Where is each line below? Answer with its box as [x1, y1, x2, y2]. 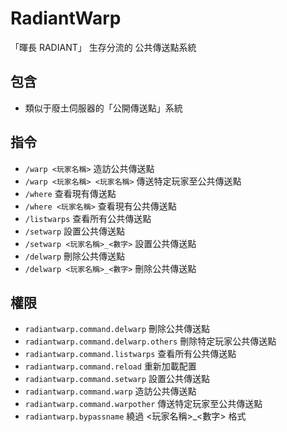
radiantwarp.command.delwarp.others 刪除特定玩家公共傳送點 [24, 335, 277, 347]
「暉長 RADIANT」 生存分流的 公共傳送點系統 [10, 41, 197, 53]
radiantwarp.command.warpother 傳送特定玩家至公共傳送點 [24, 398, 263, 410]
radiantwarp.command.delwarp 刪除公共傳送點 [24, 323, 211, 335]
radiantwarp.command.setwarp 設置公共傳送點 [24, 373, 211, 385]
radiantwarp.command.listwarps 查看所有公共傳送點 [24, 348, 237, 360]
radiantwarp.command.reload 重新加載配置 [24, 360, 197, 372]
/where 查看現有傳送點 [24, 187, 117, 199]
